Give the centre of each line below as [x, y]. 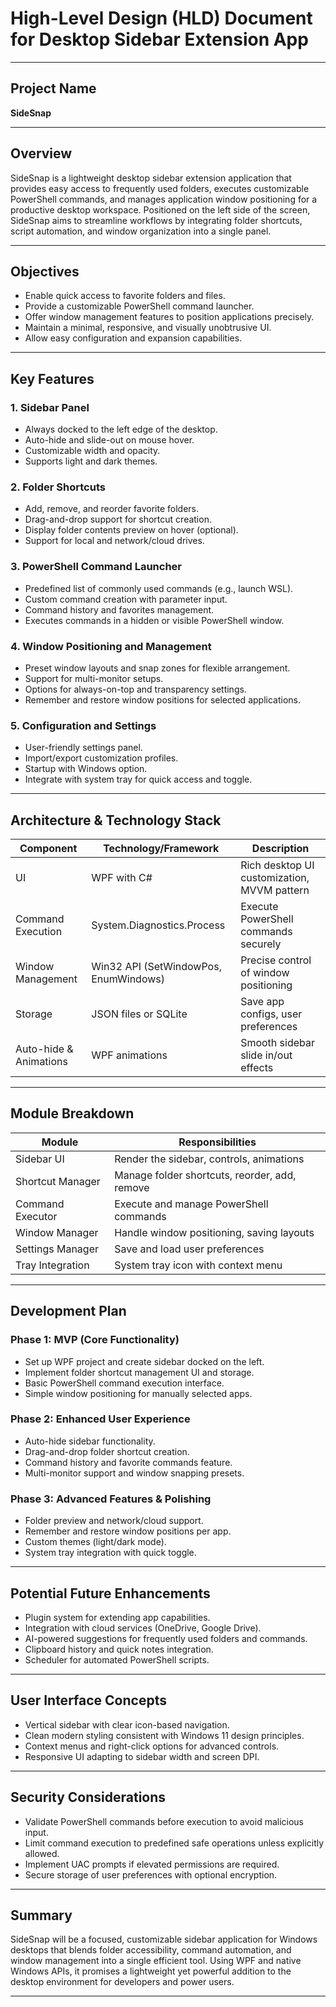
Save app [262, 1002]
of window [265, 973]
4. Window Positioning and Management [111, 646]
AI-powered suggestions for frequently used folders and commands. [166, 1638]
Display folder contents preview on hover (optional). [131, 530]
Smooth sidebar [278, 1043]
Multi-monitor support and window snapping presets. [134, 1473]
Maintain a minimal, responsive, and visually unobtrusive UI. [148, 328]
